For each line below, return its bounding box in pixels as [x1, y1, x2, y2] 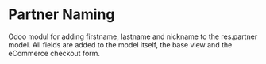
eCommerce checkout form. [8, 48, 101, 58]
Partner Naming [8, 6, 115, 24]
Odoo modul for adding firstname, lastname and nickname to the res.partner [8, 32, 258, 41]
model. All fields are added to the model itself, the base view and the [8, 40, 233, 49]
